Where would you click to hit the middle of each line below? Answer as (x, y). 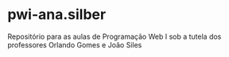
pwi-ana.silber (57, 15)
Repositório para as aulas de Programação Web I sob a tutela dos (114, 36)
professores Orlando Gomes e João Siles (75, 44)
